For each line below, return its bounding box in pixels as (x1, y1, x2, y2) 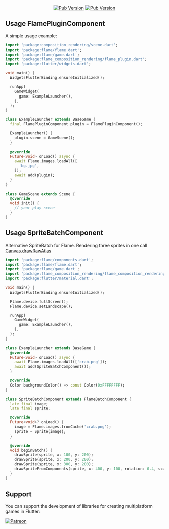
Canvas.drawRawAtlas (5, 248, 52, 254)
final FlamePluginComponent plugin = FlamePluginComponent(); (10, 122, 143, 127)
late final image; (10, 401, 49, 406)
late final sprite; (10, 406, 51, 411)
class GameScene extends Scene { (5, 191, 75, 197)
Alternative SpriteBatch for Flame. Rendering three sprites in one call (5, 242, 147, 248)
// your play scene (14, 205, 55, 211)
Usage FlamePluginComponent (5, 19, 105, 28)
